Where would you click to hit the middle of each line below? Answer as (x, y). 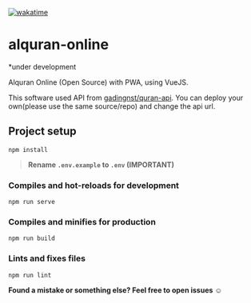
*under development (42, 66)
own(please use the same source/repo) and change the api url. (112, 106)
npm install (28, 150)
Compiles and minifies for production (82, 221)
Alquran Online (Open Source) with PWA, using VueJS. (99, 82)
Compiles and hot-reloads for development (94, 185)
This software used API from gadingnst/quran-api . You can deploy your (126, 98)
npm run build (32, 239)
